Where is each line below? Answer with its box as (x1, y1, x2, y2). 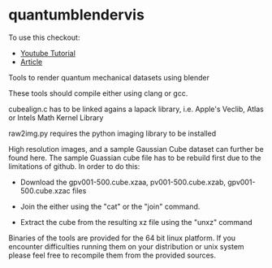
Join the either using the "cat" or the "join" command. (19, 201, 201, 211)
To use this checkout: (8, 32, 80, 42)
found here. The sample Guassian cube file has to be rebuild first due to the (8, 153, 261, 162)
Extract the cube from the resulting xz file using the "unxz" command (19, 217, 253, 227)
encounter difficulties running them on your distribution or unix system (8, 241, 245, 251)
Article (19, 57, 43, 67)
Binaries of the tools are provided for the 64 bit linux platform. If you (8, 233, 236, 243)
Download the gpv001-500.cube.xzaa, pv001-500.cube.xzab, (19, 177, 226, 187)
